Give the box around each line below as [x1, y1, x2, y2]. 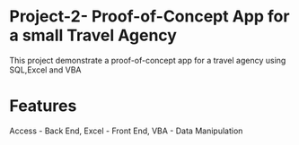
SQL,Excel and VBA [9, 64, 82, 75]
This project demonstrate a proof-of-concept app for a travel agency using [9, 55, 286, 65]
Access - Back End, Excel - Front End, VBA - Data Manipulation [9, 125, 243, 136]
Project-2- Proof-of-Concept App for [9, 6, 290, 27]
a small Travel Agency [9, 25, 178, 46]
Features [9, 96, 77, 116]
